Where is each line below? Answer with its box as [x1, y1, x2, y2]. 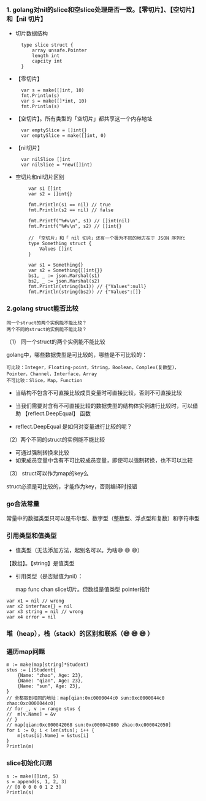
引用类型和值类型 [6, 531, 57, 540]
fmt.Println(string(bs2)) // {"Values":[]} [28, 289, 141, 295]
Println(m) [6, 743, 34, 750]
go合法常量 [6, 499, 40, 508]
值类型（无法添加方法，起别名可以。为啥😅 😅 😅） [15, 547, 143, 554]
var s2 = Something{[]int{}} [28, 267, 103, 274]
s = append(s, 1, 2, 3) [6, 778, 67, 784]
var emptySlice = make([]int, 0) [21, 133, 107, 139]
